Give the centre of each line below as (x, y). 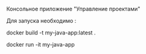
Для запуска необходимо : (41, 21)
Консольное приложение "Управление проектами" (73, 9)
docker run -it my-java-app (40, 44)
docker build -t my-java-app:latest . (51, 33)
